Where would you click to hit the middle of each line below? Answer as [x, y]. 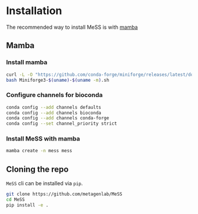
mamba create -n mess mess [39, 151]
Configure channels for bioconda [55, 95]
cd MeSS [16, 200]
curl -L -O [19, 75]
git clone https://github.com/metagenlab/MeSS [64, 194]
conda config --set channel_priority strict [62, 124]
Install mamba [27, 62]
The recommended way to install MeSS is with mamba [72, 27]
